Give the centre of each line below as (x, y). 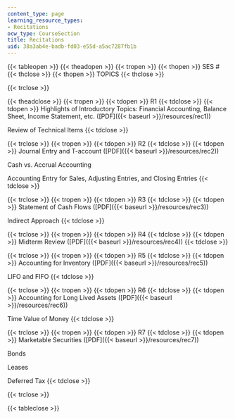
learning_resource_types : (45, 20)
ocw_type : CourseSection (44, 33)
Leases (18, 367)
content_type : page (36, 14)
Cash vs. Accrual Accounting (49, 165)
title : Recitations (36, 40)
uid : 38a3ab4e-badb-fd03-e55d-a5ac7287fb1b (72, 46)
